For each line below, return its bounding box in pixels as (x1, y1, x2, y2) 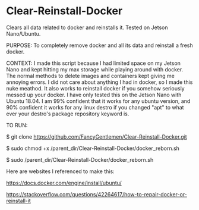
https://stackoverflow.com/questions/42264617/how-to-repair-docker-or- (6, 190, 187, 198)
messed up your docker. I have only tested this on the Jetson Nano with (6, 91, 182, 98)
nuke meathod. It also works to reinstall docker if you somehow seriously (6, 84, 185, 92)
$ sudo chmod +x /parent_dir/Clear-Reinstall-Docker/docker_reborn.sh (6, 145, 180, 152)
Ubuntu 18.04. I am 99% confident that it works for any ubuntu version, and (6, 97, 191, 105)
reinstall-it (6, 197, 31, 204)
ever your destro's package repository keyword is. (6, 110, 129, 117)
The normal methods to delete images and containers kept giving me (6, 72, 175, 79)
